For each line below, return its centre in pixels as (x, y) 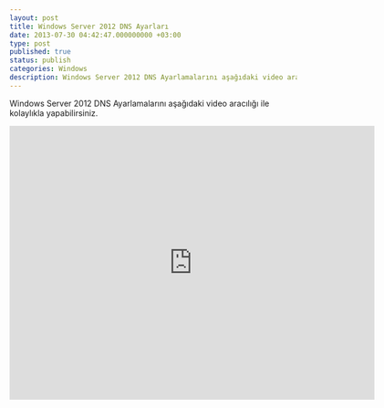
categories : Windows (49, 69)
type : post (30, 43)
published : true (40, 52)
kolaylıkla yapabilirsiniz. (54, 113)
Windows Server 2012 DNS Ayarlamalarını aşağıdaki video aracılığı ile (140, 103)
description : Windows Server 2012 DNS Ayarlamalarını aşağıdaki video (146, 78)
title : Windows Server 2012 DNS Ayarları (89, 26)
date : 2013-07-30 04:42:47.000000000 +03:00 (95, 35)
